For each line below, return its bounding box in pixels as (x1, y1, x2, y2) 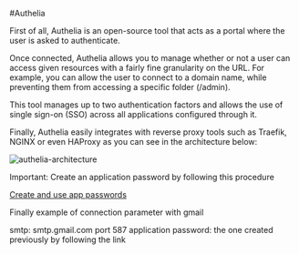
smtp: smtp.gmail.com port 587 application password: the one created (9, 225, 273, 235)
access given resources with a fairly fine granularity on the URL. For (9, 63, 265, 73)
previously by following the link (9, 234, 126, 245)
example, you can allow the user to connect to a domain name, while (9, 72, 267, 83)
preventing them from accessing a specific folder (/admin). (9, 82, 231, 92)
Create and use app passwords (9, 189, 128, 199)
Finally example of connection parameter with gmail (9, 207, 204, 218)
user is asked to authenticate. (9, 36, 120, 46)
